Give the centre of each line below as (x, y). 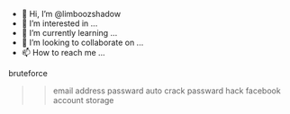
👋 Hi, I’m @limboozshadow (71, 14)
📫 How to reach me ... (63, 53)
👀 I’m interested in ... (59, 23)
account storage (83, 100)
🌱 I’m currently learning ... (69, 33)
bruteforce (28, 73)
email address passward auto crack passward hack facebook (167, 91)
